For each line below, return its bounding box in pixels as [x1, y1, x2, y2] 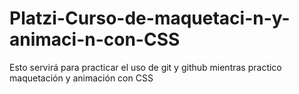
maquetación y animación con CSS [9, 72, 154, 84]
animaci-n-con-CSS [9, 28, 181, 51]
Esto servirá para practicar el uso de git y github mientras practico [9, 61, 282, 73]
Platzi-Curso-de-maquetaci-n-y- [9, 7, 291, 30]
